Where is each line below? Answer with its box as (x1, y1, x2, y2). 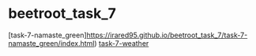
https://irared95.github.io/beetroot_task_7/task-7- (86, 30, 248, 40)
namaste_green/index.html (8, 38, 95, 47)
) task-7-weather (94, 38, 149, 47)
